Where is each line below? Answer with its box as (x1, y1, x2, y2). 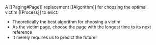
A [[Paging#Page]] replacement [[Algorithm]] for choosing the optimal (5, 4, 147, 10)
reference (12, 29, 32, 35)
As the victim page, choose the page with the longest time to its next (12, 24, 151, 30)
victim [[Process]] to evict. (5, 9, 59, 15)
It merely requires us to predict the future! (12, 34, 97, 40)
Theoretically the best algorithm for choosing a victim (12, 19, 121, 24)
